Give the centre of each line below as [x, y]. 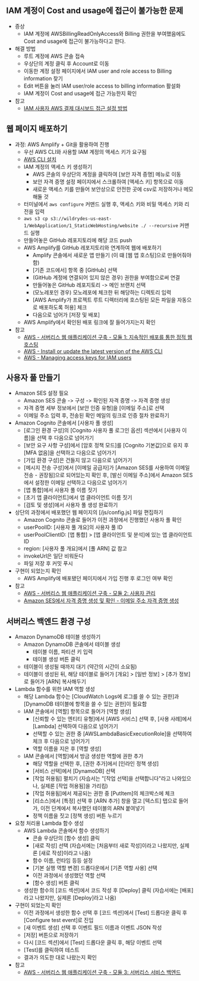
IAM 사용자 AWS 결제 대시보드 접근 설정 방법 [75, 108]
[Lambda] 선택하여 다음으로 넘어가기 [75, 726]
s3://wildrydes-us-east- [81, 219]
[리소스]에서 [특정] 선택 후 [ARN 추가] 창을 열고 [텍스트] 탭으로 [105, 801]
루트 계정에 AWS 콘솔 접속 [54, 56]
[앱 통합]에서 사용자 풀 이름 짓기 [60, 490]
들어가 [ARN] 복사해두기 [58, 682]
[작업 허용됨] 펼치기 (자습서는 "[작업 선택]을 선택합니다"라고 [102, 779]
